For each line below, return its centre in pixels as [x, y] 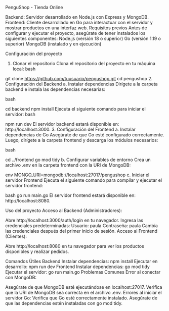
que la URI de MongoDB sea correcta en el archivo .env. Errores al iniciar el [83, 293]
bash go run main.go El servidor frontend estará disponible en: [70, 195]
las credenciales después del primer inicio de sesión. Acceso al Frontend [81, 231]
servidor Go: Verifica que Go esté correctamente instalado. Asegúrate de [81, 298]
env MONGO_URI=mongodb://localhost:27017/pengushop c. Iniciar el [77, 175]
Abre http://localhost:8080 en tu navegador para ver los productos [75, 246]
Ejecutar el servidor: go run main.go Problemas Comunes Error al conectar [83, 272]
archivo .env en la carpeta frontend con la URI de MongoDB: [68, 165]
